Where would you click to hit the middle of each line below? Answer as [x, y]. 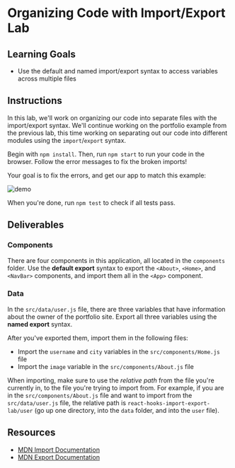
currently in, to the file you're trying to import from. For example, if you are [116, 387]
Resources [31, 433]
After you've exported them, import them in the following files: [98, 338]
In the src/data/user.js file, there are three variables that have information [116, 309]
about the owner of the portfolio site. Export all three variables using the [112, 317]
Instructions [35, 101]
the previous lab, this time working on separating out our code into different [117, 133]
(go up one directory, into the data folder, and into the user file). [127, 410]
